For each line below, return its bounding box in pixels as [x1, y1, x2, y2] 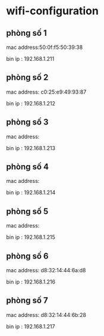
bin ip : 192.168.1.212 [6, 99, 55, 107]
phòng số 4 [6, 162, 49, 172]
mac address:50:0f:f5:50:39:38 [6, 43, 83, 51]
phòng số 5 [6, 206, 49, 216]
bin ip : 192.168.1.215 [6, 234, 55, 241]
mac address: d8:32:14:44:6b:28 [6, 311, 86, 318]
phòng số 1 [6, 28, 48, 38]
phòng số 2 [6, 73, 49, 83]
